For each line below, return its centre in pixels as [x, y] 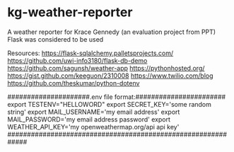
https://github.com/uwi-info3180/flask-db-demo [77, 60]
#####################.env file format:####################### [117, 97]
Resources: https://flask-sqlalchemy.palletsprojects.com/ [90, 53]
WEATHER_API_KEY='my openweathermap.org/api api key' [93, 127]
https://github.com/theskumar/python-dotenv [74, 83]
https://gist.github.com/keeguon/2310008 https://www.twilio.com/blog [110, 76]
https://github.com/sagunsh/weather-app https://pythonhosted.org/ [106, 68]
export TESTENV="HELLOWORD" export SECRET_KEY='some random [110, 104]
